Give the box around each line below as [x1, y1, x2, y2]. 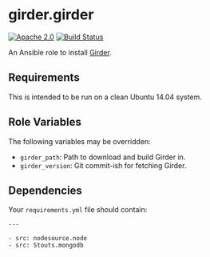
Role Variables [8, 115, 81, 129]
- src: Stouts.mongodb [8, 242, 84, 250]
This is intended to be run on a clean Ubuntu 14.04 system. [8, 92, 202, 102]
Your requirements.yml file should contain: [8, 205, 148, 215]
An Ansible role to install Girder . [8, 47, 112, 57]
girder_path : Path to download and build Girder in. [19, 152, 186, 162]
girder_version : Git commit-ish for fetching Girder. [19, 160, 187, 170]
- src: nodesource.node [8, 235, 88, 243]
